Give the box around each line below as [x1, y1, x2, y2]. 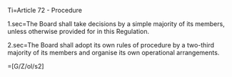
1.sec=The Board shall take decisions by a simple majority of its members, [7, 20, 225, 28]
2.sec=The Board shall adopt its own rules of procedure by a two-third [7, 41, 215, 49]
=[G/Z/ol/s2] [7, 62, 44, 70]
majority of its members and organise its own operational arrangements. [7, 49, 220, 57]
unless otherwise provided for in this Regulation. [7, 28, 150, 35]
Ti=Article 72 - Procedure [7, 6, 82, 14]
